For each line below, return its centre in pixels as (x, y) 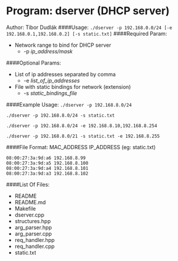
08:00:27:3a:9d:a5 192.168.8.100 (47, 163)
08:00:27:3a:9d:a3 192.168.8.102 (47, 173)
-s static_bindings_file (50, 93)
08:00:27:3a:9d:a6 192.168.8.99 (46, 158)
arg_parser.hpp (33, 227)
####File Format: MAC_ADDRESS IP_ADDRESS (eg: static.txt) (81, 147)
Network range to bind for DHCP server (63, 45)
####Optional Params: (34, 63)
